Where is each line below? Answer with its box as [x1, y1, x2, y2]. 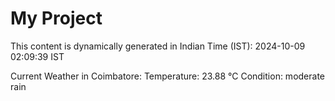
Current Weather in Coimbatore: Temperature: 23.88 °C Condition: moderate [10, 70, 326, 82]
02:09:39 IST [10, 50, 65, 62]
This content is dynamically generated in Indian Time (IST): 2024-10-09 [10, 40, 306, 52]
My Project [10, 7, 103, 30]
